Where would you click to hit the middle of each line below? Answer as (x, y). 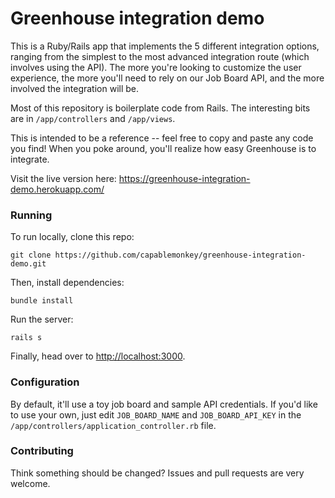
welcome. (30, 483)
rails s (26, 338)
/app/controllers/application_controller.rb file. (113, 425)
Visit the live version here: (63, 178)
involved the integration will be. (75, 88)
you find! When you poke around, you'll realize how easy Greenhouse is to (163, 148)
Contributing (42, 451)
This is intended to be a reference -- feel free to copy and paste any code (162, 138)
